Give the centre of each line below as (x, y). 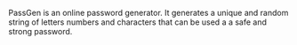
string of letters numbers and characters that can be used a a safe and (138, 22)
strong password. (40, 31)
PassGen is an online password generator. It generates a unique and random (148, 13)
